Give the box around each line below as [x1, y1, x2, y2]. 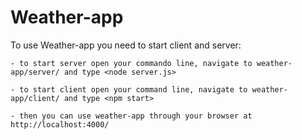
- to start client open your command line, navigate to [10, 84, 248, 95]
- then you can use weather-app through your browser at [10, 111, 253, 121]
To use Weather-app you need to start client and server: [10, 39, 242, 51]
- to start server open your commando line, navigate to [10, 58, 253, 68]
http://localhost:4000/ [10, 119, 110, 130]
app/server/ [10, 67, 60, 77]
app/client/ [10, 93, 60, 103]
